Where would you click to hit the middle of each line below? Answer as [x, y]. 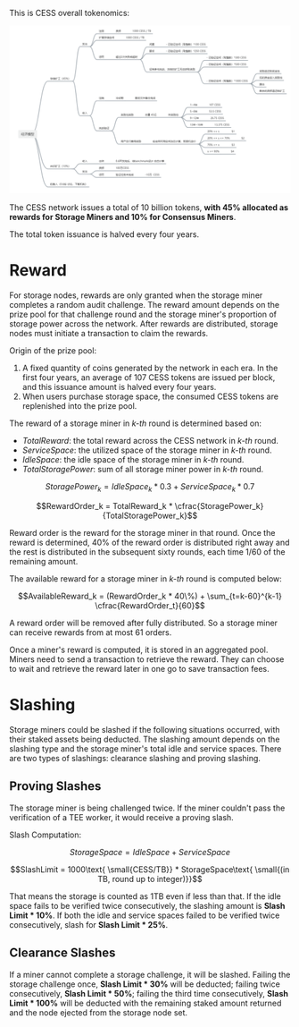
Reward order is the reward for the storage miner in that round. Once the [142, 532]
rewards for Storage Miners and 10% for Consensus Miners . [123, 217]
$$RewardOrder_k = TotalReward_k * [104, 505]
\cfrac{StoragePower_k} [219, 505]
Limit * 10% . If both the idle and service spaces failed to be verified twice [145, 915]
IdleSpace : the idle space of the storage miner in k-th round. [133, 460]
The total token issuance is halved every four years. [104, 234]
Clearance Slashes [62, 953]
